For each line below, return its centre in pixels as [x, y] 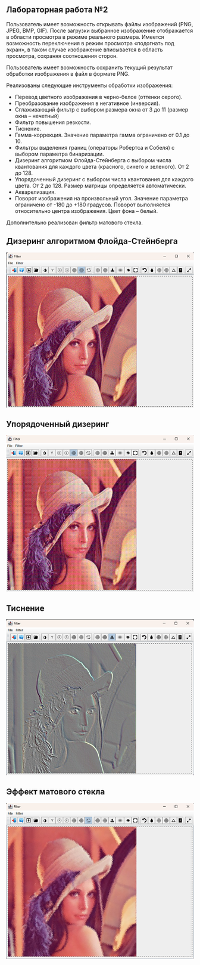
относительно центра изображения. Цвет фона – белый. [86, 211]
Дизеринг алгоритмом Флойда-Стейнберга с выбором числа [93, 160]
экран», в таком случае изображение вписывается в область [85, 50]
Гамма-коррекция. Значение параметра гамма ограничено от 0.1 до [102, 135]
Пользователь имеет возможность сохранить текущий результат [90, 67]
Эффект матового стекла [56, 792]
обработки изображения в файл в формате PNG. [68, 73]
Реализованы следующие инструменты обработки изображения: [90, 85]
